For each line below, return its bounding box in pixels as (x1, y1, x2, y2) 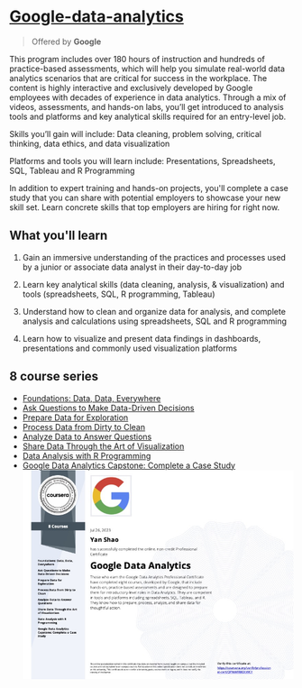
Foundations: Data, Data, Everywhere (22, 392, 161, 403)
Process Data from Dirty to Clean (22, 421, 146, 432)
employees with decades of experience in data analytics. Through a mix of (9, 92, 287, 103)
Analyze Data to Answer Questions (22, 431, 152, 442)
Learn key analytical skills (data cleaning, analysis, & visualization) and (22, 279, 285, 289)
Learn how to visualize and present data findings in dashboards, (22, 333, 261, 344)
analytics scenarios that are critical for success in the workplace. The (9, 72, 268, 83)
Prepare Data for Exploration (22, 412, 129, 423)
